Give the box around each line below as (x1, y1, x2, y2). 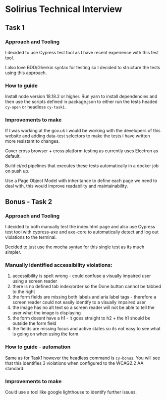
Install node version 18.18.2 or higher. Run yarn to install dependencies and (5, 94, 158, 100)
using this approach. (5, 70, 47, 76)
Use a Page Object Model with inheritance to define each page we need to (5, 178, 158, 184)
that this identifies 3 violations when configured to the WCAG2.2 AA (5, 360, 144, 366)
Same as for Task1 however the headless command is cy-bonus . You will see (5, 355, 160, 361)
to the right (12, 289, 35, 295)
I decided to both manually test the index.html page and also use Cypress (5, 224, 155, 230)
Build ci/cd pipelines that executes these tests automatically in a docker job (5, 163, 159, 169)
